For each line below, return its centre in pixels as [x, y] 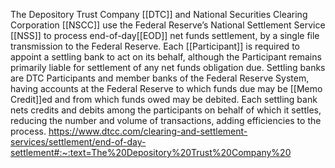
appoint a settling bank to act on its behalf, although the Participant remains [166, 57]
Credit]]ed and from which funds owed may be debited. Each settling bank [164, 99]
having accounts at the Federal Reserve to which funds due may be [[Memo [166, 88]
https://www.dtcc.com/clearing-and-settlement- [148, 131]
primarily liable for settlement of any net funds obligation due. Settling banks [168, 67]
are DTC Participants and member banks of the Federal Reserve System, [160, 78]
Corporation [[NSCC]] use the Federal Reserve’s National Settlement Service [168, 25]
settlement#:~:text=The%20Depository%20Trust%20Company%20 [151, 152]
